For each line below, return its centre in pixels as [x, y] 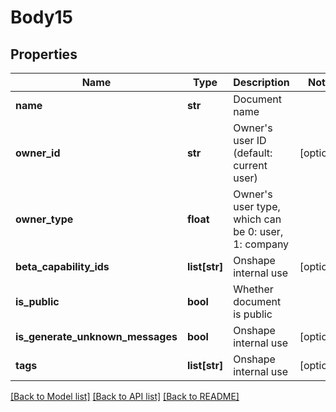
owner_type [44, 219]
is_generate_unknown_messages [96, 336]
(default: [253, 153]
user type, [257, 206]
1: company [261, 244]
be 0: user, [258, 231]
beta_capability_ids [62, 266]
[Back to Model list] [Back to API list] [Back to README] [125, 396]
